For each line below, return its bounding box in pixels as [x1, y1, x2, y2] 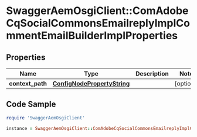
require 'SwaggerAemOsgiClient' [6, 115, 85, 121]
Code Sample [6, 100, 56, 109]
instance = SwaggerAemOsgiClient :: [6, 125, 93, 131]
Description [135, 70, 169, 77]
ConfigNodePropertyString [52, 80, 130, 87]
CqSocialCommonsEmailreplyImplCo [6, 16, 191, 30]
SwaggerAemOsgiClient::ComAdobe [6, 4, 189, 18]
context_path [9, 80, 47, 87]
